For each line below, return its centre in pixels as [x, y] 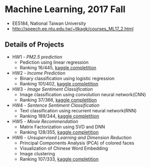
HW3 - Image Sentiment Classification [52, 89]
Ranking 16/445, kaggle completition [58, 67]
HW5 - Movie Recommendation [45, 121]
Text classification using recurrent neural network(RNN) [78, 110]
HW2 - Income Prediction [39, 73]
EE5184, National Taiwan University [49, 23]
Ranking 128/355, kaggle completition [59, 132]
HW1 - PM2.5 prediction [37, 57]
